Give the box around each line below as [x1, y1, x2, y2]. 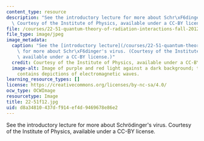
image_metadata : [6, 37, 47, 43]
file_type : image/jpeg [6, 31, 64, 38]
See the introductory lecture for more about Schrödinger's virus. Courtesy [6, 121, 192, 128]
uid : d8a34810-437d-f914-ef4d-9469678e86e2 [6, 104, 118, 111]
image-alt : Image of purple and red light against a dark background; [12, 65, 194, 71]
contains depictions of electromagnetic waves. [17, 71, 140, 77]
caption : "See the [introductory [12, 43, 97, 49]
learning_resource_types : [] [6, 76, 80, 82]
